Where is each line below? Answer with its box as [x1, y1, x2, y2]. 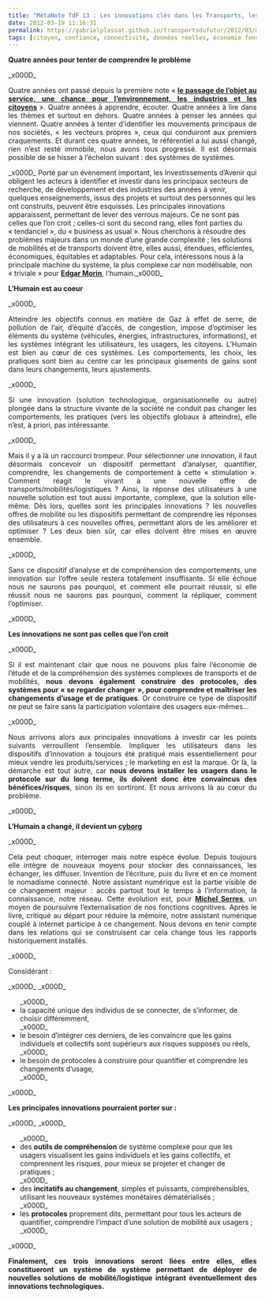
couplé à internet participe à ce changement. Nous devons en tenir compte [8, 920, 257, 929]
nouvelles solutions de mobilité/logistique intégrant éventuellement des [8, 1273, 257, 1282]
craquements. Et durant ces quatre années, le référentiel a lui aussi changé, [8, 136, 257, 146]
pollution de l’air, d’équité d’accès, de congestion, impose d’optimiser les [8, 323, 257, 332]
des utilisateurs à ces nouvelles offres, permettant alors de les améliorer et [8, 518, 257, 528]
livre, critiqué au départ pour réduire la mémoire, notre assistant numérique [8, 911, 257, 920]
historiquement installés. [8, 936, 88, 946]
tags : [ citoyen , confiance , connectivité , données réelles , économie [8, 33, 242, 42]
